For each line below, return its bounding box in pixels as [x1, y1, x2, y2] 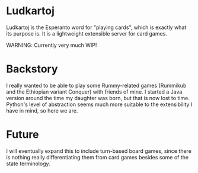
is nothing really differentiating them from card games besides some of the [6, 153, 189, 161]
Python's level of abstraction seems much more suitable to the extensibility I [6, 101, 193, 108]
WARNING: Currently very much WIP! [6, 41, 97, 49]
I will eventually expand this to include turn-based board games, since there [6, 147, 191, 155]
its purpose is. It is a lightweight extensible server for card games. [6, 30, 167, 37]
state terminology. [6, 160, 50, 167]
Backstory [6, 62, 58, 76]
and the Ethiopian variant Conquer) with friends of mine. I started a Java [6, 88, 183, 95]
